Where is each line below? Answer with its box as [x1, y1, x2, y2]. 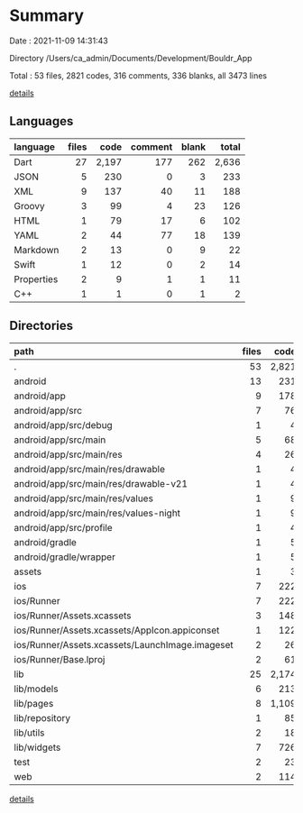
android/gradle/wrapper [14, 551, 115, 563]
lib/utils [14, 726, 45, 739]
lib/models [14, 682, 59, 695]
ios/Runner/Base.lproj [14, 653, 106, 665]
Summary [9, 5, 84, 26]
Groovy [14, 199, 45, 212]
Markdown [14, 243, 60, 256]
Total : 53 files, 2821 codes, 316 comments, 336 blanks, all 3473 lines [9, 69, 268, 81]
